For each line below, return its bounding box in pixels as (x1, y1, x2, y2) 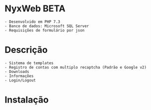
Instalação (4, 94, 49, 106)
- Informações (4, 73, 34, 78)
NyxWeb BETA (4, 3, 65, 14)
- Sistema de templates (4, 60, 54, 66)
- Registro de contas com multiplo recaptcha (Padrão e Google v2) (4, 65, 147, 70)
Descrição (4, 44, 48, 56)
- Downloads (4, 69, 29, 74)
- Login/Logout (4, 77, 36, 83)
